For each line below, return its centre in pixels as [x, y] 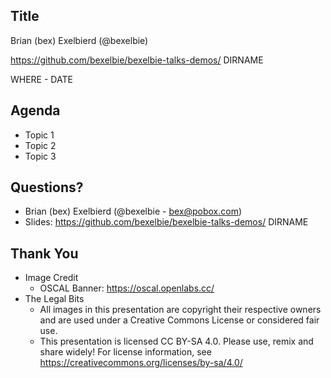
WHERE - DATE [41, 79]
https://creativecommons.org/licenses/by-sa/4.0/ [141, 363]
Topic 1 [39, 135]
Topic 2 [40, 145]
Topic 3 [40, 156]
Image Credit [51, 278]
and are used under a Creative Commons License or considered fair [179, 320]
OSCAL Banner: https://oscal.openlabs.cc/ [127, 288]
